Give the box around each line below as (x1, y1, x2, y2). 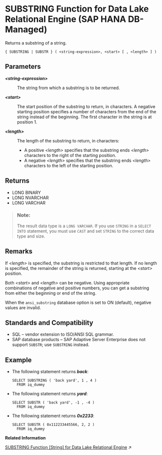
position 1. (17, 119, 38, 125)
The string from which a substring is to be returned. (17, 85, 120, 91)
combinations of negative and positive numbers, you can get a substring (5, 285, 149, 291)
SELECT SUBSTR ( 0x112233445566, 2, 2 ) (12, 423, 95, 427)
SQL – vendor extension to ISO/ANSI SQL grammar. (12, 331, 114, 337)
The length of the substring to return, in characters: (17, 138, 119, 143)
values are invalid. (5, 304, 41, 311)
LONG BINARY (12, 189, 41, 195)
